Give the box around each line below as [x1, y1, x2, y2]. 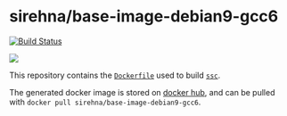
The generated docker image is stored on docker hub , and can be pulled [9, 87, 275, 97]
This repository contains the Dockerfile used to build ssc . [9, 70, 221, 80]
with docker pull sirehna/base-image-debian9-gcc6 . [9, 96, 201, 107]
